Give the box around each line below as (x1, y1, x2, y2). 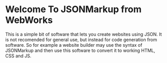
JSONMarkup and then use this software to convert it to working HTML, (5, 47, 156, 53)
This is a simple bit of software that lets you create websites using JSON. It (5, 31, 162, 37)
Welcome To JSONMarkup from (5, 4, 142, 15)
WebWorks (5, 14, 53, 26)
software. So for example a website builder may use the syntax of (5, 42, 143, 48)
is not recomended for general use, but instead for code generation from (5, 37, 157, 43)
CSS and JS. (5, 52, 31, 59)
